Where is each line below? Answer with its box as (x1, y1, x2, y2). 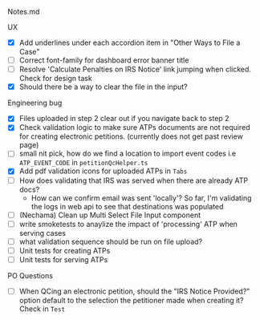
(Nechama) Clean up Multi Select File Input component (18, 210, 201, 220)
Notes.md (7, 7, 40, 16)
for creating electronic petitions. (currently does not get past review (18, 132, 244, 141)
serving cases (18, 228, 66, 237)
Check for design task (18, 74, 93, 83)
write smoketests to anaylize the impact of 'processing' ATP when (18, 219, 238, 229)
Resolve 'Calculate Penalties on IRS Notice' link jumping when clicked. (18, 64, 252, 75)
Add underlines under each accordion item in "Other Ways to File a (18, 38, 241, 47)
